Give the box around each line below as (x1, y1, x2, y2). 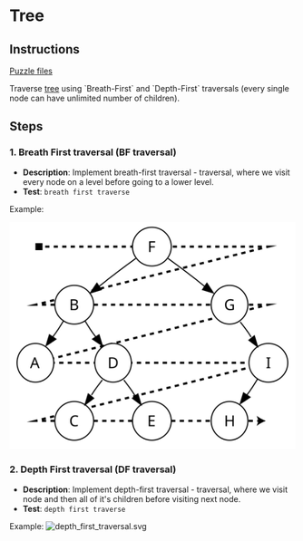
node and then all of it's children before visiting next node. (22, 493, 241, 504)
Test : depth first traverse (22, 503, 126, 514)
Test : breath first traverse (22, 186, 130, 197)
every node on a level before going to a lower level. (22, 176, 215, 187)
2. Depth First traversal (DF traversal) (9, 463, 177, 476)
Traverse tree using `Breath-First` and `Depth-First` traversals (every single (9, 83, 290, 93)
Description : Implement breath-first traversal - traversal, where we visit (22, 167, 290, 178)
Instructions (9, 42, 80, 57)
